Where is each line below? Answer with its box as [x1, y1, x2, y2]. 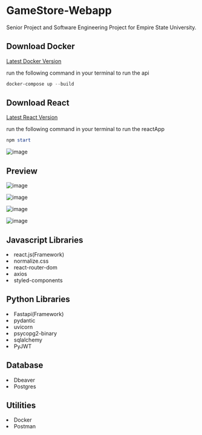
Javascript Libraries [6, 235, 83, 245]
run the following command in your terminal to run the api [6, 69, 149, 76]
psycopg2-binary [14, 329, 57, 337]
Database [6, 360, 44, 371]
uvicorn [14, 323, 33, 331]
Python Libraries [6, 294, 71, 305]
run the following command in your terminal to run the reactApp [6, 126, 165, 133]
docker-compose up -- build [6, 81, 74, 87]
